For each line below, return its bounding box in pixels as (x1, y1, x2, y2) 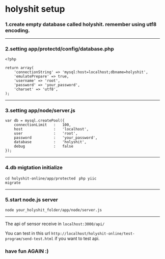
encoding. (5, 27, 30, 34)
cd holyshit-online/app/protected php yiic (5, 176, 97, 181)
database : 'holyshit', (14, 140, 87, 145)
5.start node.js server (5, 196, 58, 203)
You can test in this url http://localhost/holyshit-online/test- (5, 230, 135, 236)
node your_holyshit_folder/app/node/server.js (5, 207, 102, 212)
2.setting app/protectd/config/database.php (5, 46, 114, 52)
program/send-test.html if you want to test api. (5, 235, 100, 241)
